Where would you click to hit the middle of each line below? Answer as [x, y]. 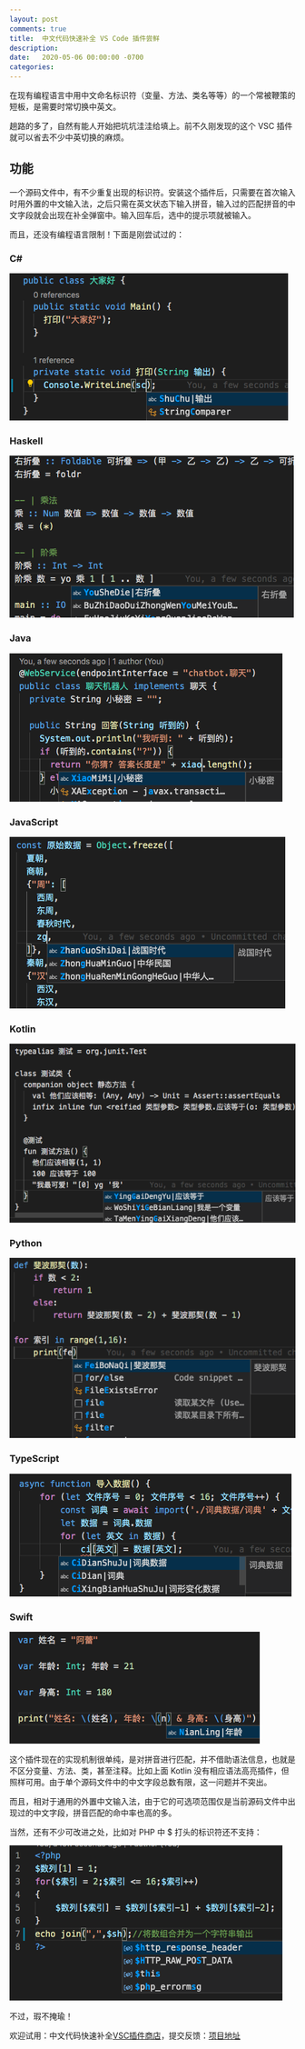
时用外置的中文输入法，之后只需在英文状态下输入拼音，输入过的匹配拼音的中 [152, 204]
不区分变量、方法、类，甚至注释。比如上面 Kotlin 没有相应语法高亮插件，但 [149, 1770]
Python [26, 1243]
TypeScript [34, 1459]
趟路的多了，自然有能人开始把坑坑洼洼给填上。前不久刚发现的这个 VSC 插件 [151, 126]
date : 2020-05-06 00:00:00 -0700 [77, 58]
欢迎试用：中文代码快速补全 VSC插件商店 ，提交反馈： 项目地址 [125, 2035]
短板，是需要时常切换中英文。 [65, 106]
